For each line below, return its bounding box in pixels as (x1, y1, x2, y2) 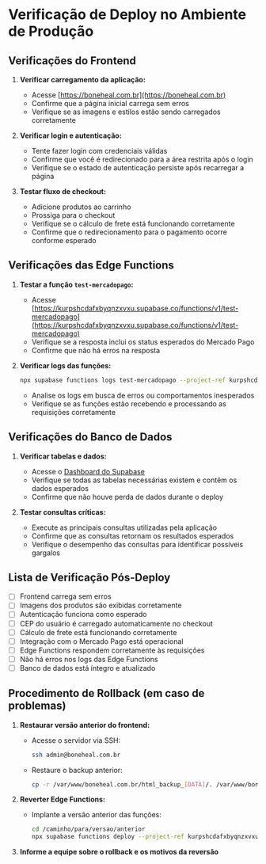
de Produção (8, 22, 94, 40)
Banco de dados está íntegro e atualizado (19, 663, 156, 672)
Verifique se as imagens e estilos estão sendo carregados (31, 107, 221, 116)
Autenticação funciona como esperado (19, 610, 147, 619)
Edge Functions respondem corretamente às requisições (19, 645, 205, 655)
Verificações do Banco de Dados (8, 430, 173, 444)
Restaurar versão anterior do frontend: (19, 720, 150, 729)
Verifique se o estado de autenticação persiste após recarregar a (31, 163, 245, 172)
